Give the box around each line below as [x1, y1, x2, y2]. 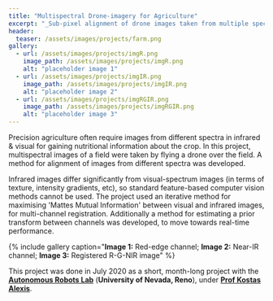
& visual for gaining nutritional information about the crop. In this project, [8, 142, 251, 150]
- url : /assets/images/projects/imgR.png [15, 50, 158, 58]
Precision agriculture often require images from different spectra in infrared [8, 133, 261, 142]
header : [8, 27, 35, 35]
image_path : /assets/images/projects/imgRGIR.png [23, 103, 195, 111]
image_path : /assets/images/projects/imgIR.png [23, 80, 187, 88]
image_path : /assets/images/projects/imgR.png [23, 58, 184, 66]
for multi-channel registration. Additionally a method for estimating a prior [8, 209, 255, 218]
